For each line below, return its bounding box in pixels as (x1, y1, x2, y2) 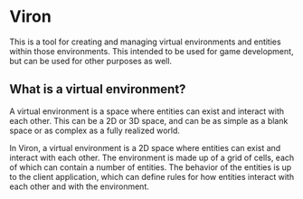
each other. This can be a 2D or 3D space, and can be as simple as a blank (9, 115, 289, 126)
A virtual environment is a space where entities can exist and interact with (9, 106, 285, 117)
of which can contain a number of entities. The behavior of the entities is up (9, 161, 292, 173)
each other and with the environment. (9, 181, 149, 192)
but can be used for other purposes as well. (9, 55, 173, 66)
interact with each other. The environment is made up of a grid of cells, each (9, 152, 295, 163)
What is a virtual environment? (9, 81, 186, 97)
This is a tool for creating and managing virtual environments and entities (9, 36, 282, 47)
